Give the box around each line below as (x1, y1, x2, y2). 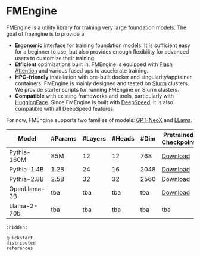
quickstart (6, 235, 33, 241)
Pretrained (163, 130, 194, 139)
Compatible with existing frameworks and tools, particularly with (14, 92, 174, 99)
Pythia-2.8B (9, 174, 44, 183)
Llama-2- (9, 201, 38, 210)
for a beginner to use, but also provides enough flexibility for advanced (14, 48, 189, 55)
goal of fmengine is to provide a (6, 30, 85, 37)
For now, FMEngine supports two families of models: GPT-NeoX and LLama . (6, 116, 192, 123)
